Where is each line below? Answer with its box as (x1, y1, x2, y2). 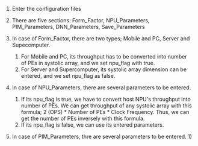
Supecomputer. (11, 42, 51, 48)
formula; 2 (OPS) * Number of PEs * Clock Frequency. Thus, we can (20, 109, 190, 115)
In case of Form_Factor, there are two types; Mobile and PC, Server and (11, 35, 190, 42)
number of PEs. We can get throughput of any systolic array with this (20, 102, 192, 109)
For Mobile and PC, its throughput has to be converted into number (20, 53, 188, 60)
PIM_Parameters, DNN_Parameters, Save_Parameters (11, 24, 146, 30)
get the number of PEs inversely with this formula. (20, 115, 145, 122)
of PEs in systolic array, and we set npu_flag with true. (20, 60, 155, 66)
